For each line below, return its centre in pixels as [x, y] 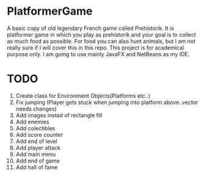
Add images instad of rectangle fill [59, 115]
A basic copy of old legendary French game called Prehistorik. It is [91, 28]
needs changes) [36, 109]
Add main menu [36, 154]
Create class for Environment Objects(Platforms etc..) [83, 95]
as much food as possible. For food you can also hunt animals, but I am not [101, 41]
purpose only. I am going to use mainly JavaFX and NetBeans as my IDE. [98, 54]
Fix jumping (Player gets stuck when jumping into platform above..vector [107, 102]
